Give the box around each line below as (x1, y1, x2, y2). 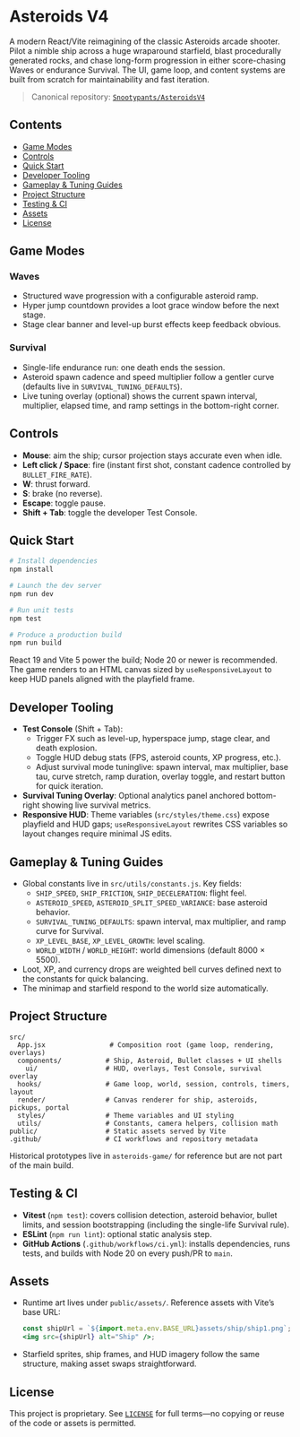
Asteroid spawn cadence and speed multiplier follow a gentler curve (21, 371, 275, 382)
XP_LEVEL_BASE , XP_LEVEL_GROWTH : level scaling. (35, 935, 206, 946)
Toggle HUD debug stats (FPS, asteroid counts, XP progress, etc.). (35, 752, 282, 763)
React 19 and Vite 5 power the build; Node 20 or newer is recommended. (9, 654, 278, 665)
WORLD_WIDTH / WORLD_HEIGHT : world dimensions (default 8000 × (35, 944, 266, 956)
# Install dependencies (9, 557, 99, 566)
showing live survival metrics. (41, 800, 151, 810)
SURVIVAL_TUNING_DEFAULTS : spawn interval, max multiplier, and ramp (35, 916, 287, 927)
